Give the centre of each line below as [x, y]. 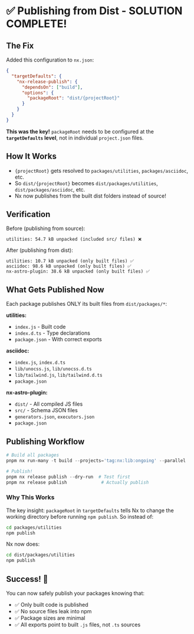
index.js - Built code [40, 327]
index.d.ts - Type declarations [52, 333]
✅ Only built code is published [51, 604]
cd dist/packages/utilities [41, 555]
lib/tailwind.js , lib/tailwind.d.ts [58, 375]
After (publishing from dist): [40, 250]
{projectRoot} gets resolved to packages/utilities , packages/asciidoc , [101, 170]
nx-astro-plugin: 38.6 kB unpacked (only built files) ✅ [78, 271]
